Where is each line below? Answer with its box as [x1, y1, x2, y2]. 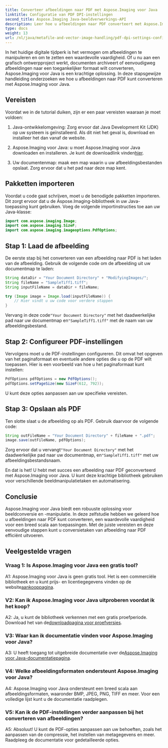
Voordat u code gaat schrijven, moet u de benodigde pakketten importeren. [5, 193, 160, 199]
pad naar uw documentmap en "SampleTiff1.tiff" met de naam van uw [5, 317, 153, 324]
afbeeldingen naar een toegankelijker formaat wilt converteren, [5, 65, 135, 71]
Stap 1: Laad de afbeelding [5, 241, 89, 250]
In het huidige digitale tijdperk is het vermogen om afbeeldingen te [5, 49, 142, 55]
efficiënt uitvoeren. [5, 533, 44, 539]
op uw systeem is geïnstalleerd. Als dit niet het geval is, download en [12, 129, 155, 136]
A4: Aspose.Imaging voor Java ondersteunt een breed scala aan [5, 685, 138, 691]
